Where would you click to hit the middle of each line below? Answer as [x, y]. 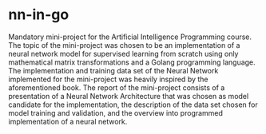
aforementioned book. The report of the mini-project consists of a [117, 87]
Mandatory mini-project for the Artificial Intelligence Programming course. [130, 37]
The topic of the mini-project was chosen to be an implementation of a [124, 45]
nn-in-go [39, 15]
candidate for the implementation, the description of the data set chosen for [133, 104]
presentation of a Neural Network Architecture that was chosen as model [129, 96]
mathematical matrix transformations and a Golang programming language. [132, 62]
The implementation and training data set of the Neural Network [113, 70]
